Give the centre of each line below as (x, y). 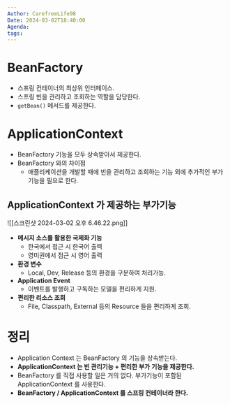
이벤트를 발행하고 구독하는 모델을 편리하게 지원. (92, 289)
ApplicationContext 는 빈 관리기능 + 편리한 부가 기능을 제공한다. (106, 366)
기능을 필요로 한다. (53, 181)
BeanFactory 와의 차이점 (51, 163)
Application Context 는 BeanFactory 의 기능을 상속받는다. (97, 358)
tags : (15, 33)
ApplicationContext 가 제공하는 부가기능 (92, 204)
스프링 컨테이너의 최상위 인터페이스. (66, 88)
